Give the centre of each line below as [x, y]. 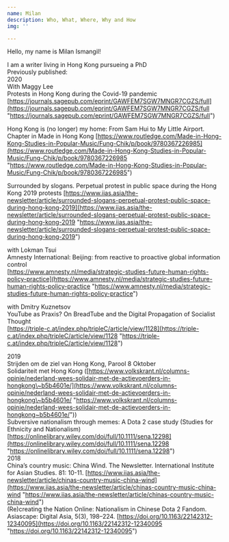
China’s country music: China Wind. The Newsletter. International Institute [111, 465]
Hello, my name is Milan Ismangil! [54, 51]
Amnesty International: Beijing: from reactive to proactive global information [114, 257]
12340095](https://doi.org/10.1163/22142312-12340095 [85, 524]
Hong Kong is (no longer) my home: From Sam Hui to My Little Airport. [106, 129]
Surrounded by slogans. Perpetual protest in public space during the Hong [112, 186]
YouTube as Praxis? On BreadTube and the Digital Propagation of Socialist [111, 314]
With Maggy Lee [30, 87]
